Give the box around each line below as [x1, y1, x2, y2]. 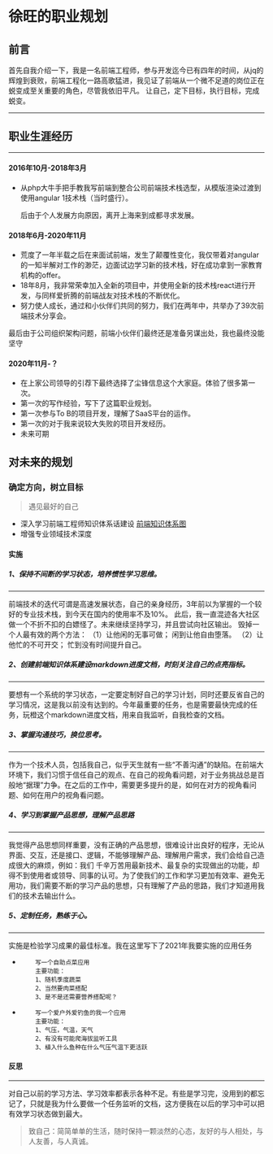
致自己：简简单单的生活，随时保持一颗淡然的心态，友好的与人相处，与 [28, 1126, 264, 1135]
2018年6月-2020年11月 [8, 230, 87, 240]
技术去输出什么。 [22, 891, 80, 900]
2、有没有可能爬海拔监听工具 [35, 1034, 118, 1043]
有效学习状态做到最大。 [8, 1108, 87, 1118]
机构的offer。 [19, 270, 66, 281]
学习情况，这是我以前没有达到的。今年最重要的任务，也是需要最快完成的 [8, 699, 250, 709]
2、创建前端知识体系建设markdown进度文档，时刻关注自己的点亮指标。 [8, 660, 250, 669]
